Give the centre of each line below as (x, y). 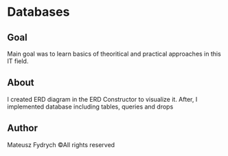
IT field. (18, 61)
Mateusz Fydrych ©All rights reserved (61, 144)
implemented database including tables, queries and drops (90, 107)
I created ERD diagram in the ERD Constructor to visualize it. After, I (102, 99)
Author (22, 128)
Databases (38, 12)
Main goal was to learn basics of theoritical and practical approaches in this (114, 54)
